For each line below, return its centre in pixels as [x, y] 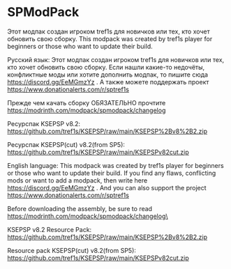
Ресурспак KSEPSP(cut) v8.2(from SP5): [66, 144]
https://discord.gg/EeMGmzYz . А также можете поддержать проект [108, 82]
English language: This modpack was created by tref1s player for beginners [116, 165]
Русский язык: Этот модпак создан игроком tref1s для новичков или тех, [116, 59]
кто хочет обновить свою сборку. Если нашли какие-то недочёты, [106, 67]
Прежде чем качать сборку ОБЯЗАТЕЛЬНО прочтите [87, 102]
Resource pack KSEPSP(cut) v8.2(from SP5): [72, 250]
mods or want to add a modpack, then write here [77, 180]
